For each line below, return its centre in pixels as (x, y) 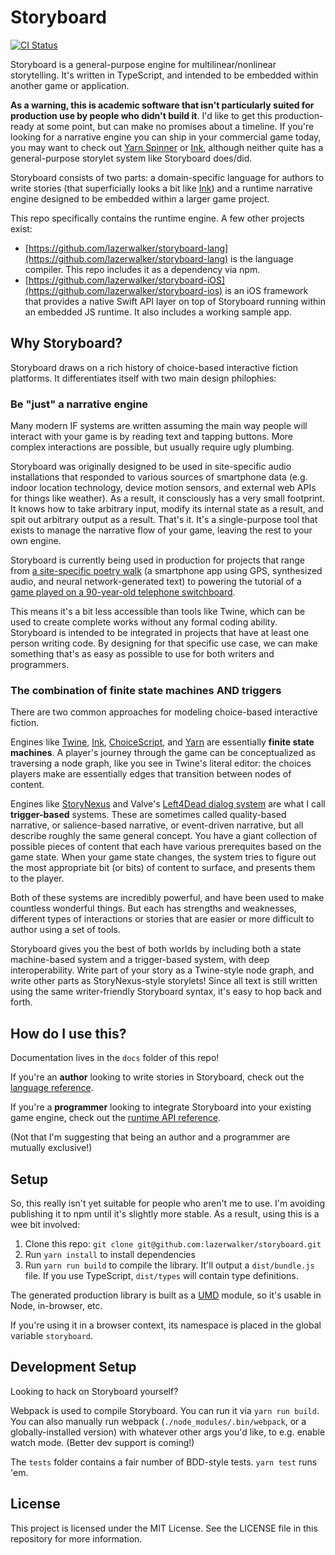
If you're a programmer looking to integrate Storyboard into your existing (161, 1107)
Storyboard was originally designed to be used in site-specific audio (151, 467)
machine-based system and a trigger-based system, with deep (140, 960)
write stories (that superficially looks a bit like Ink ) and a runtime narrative (161, 188)
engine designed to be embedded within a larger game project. (140, 198)
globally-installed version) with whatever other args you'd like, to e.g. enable (168, 1432)
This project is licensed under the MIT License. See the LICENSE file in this (164, 1528)
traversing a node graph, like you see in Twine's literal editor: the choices (161, 763)
